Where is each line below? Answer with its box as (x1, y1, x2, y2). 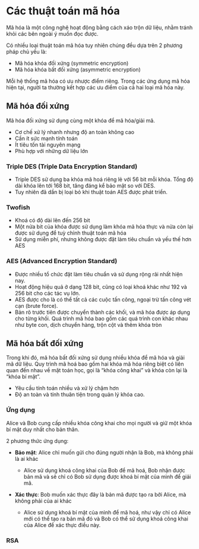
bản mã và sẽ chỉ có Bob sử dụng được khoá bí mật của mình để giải (23, 473, 191, 480)
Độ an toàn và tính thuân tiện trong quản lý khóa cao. (14, 391, 145, 398)
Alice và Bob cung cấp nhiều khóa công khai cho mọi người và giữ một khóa (6, 419, 192, 426)
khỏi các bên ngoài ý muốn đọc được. (6, 30, 99, 37)
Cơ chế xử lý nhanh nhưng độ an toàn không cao (14, 128, 135, 135)
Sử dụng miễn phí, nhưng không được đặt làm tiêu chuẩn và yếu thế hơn (14, 236, 192, 243)
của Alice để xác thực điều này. (23, 521, 101, 528)
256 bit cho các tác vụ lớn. (14, 289, 80, 297)
